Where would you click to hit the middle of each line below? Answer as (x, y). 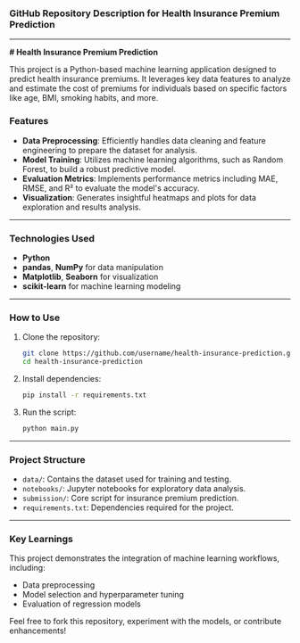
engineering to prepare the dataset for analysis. (110, 150)
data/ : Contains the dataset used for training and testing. (127, 479)
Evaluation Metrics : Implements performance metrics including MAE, (150, 178)
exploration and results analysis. (81, 207)
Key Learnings (42, 539)
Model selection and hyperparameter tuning (103, 595)
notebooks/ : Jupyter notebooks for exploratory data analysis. (134, 488)
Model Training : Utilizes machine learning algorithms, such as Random (153, 160)
